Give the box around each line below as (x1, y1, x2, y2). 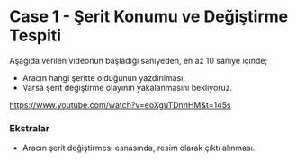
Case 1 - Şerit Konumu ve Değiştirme (9, 6, 289, 27)
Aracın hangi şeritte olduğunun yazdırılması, (22, 72, 186, 83)
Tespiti (9, 25, 61, 46)
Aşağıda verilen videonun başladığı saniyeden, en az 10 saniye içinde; (9, 55, 268, 66)
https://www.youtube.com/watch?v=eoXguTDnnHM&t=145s (9, 99, 231, 110)
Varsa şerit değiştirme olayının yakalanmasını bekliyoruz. (22, 82, 233, 93)
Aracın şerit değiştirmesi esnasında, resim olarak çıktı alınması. (22, 142, 256, 154)
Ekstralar (9, 121, 50, 134)
